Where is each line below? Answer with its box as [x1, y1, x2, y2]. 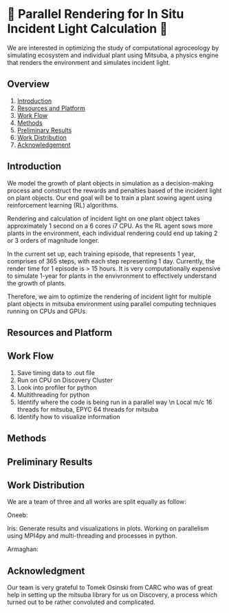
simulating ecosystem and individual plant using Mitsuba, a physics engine [7, 51, 219, 59]
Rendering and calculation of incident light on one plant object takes [7, 214, 201, 223]
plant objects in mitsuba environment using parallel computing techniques [7, 299, 217, 308]
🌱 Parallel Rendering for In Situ [7, 6, 184, 22]
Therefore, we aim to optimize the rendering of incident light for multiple [7, 292, 212, 301]
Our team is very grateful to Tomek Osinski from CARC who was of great [7, 583, 213, 592]
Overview [7, 79, 50, 90]
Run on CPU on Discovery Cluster [17, 376, 113, 384]
